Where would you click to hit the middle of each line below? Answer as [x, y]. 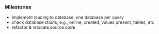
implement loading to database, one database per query [68, 17]
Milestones [18, 7]
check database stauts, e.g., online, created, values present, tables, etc [83, 22]
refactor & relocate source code [43, 27]
